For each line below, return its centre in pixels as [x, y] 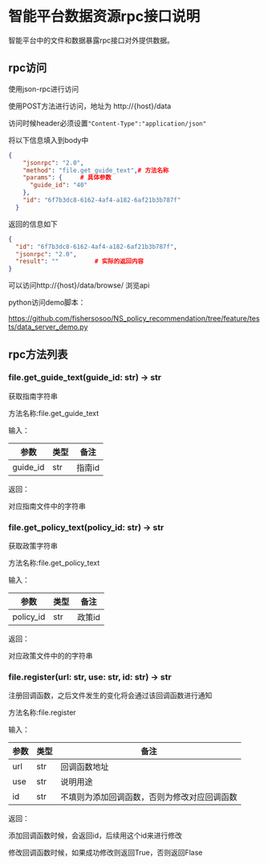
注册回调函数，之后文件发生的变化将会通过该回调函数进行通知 [110, 696]
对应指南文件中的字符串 [47, 506]
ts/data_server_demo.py [48, 327]
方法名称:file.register [42, 712]
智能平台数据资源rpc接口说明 [104, 16]
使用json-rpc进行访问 [43, 88]
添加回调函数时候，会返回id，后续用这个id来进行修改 [95, 835]
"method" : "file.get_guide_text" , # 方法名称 [96, 170]
